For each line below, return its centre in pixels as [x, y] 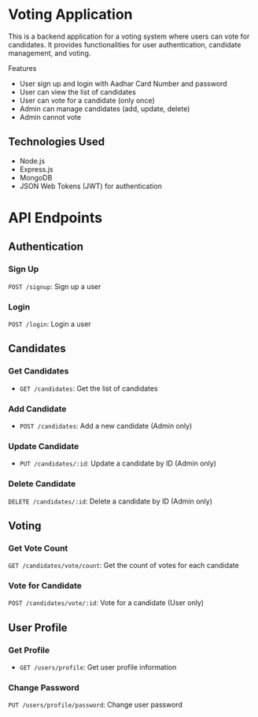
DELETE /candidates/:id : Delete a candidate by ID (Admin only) [111, 501]
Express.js [36, 169]
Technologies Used [56, 142]
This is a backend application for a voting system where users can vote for [129, 36]
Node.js [32, 161]
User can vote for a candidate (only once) [87, 100]
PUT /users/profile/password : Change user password [96, 705]
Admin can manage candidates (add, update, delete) [105, 109]
